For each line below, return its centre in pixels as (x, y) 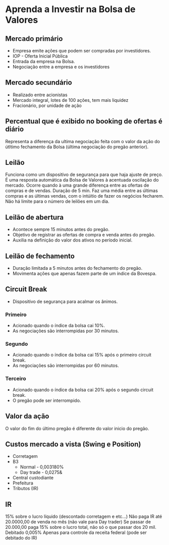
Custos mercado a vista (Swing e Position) (73, 444)
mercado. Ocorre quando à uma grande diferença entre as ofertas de (77, 186)
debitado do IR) (21, 538)
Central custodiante (33, 478)
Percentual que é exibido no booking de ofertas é (84, 121)
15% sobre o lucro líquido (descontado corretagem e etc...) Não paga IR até (84, 517)
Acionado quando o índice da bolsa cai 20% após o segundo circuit (83, 390)
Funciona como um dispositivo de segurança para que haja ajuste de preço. (84, 174)
